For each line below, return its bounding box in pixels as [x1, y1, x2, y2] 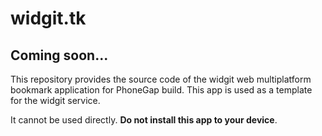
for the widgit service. [10, 95, 101, 106]
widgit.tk [10, 7, 87, 30]
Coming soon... [10, 47, 109, 64]
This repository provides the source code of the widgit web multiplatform [10, 73, 312, 85]
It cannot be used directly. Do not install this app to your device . [10, 114, 278, 126]
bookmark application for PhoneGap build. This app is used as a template [10, 84, 313, 96]
